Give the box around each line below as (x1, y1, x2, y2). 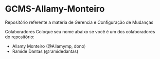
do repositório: (5, 34, 35, 40)
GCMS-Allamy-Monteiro (5, 3, 105, 15)
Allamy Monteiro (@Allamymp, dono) (12, 43, 86, 49)
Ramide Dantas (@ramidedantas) (12, 48, 79, 54)
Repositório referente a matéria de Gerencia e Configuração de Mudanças (5, 19, 154, 25)
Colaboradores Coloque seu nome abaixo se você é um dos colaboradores (5, 29, 155, 34)
